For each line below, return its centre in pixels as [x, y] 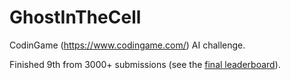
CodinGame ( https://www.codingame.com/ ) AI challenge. [127, 45]
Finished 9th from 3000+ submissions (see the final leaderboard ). [145, 64]
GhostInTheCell [75, 17]
